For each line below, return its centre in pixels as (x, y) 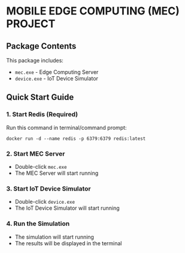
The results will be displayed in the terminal (68, 243)
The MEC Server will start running (57, 173)
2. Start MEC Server (36, 153)
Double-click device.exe (45, 202)
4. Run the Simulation (38, 224)
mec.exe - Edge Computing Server (57, 72)
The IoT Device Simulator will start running (67, 208)
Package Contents (41, 46)
